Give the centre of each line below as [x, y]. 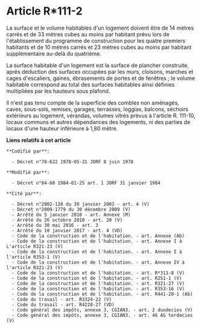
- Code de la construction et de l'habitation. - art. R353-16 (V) [98, 288]
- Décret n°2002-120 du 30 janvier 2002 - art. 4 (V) [81, 204]
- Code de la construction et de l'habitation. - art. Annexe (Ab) [98, 236]
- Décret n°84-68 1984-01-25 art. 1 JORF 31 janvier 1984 [86, 183]
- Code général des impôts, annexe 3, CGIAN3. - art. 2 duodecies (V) [102, 310]
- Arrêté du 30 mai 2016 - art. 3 [55, 225]
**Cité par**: [24, 194]
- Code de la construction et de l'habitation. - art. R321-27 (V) [98, 283]
